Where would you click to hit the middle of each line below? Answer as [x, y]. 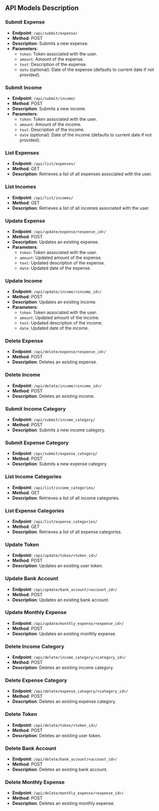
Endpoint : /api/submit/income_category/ [54, 420]
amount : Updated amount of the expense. [61, 258]
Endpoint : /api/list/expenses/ [44, 163]
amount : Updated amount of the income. [59, 318]
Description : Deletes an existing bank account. [60, 770]
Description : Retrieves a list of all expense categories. [67, 532]
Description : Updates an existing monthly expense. [64, 633]
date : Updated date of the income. [54, 328]
